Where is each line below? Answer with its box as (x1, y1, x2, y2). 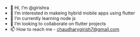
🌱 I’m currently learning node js (10, 15, 76, 21)
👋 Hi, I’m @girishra (10, 5, 49, 10)
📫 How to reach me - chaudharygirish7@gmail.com (10, 26, 120, 32)
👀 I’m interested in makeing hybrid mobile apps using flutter (10, 10, 135, 16)
